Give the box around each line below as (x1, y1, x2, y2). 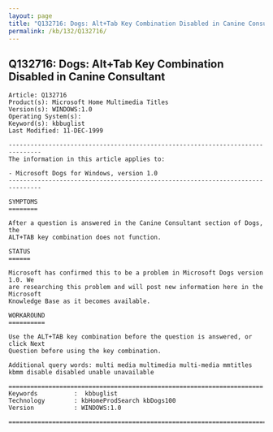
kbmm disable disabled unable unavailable (8, 369, 154, 377)
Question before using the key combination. (8, 347, 162, 356)
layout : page (8, 11, 53, 20)
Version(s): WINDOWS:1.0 (8, 106, 93, 114)
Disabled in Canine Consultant (8, 70, 166, 84)
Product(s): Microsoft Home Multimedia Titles (8, 98, 169, 106)
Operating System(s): (8, 113, 82, 121)
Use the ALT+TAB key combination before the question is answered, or (8, 333, 253, 341)
